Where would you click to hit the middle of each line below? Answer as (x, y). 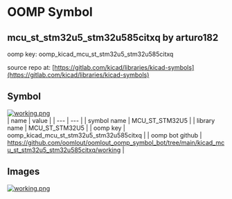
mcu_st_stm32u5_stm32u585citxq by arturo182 (113, 38)
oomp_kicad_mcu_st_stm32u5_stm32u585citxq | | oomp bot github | (105, 135)
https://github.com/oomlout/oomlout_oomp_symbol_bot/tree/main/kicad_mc (116, 142)
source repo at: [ (31, 67)
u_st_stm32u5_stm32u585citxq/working (64, 150)
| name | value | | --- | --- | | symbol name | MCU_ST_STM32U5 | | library (111, 120)
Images (24, 172)
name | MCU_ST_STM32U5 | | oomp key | (66, 128)
